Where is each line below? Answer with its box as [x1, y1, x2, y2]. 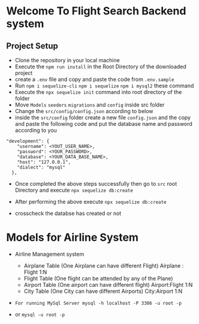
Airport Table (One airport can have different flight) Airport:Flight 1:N [23, 281, 193, 288]
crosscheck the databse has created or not [14, 210, 122, 217]
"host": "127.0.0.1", [17, 159, 71, 165]
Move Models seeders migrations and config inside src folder [14, 101, 165, 108]
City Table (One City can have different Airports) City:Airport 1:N [23, 287, 183, 295]
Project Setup [6, 41, 59, 51]
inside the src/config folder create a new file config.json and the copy [14, 114, 191, 121]
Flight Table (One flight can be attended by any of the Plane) [23, 274, 173, 282]
